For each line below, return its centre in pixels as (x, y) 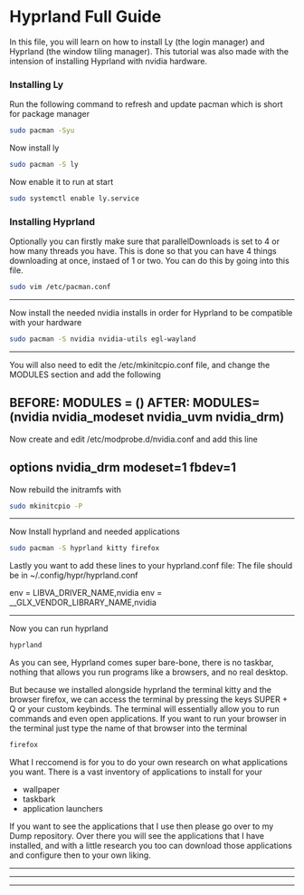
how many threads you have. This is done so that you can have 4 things (143, 251)
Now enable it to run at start (62, 181)
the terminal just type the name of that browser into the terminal (128, 728)
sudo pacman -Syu (42, 131)
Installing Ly (37, 84)
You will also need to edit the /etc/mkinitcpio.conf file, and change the (140, 365)
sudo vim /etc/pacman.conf (60, 287)
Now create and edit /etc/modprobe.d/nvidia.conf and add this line (133, 439)
